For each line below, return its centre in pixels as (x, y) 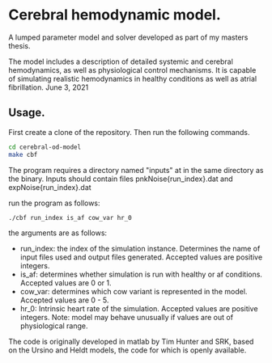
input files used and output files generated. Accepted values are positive (141, 257)
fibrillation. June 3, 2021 (49, 87)
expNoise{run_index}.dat (50, 187)
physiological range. (54, 326)
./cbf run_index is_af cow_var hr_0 (70, 217)
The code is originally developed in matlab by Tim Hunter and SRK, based (131, 342)
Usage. (27, 113)
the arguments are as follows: (58, 233)
